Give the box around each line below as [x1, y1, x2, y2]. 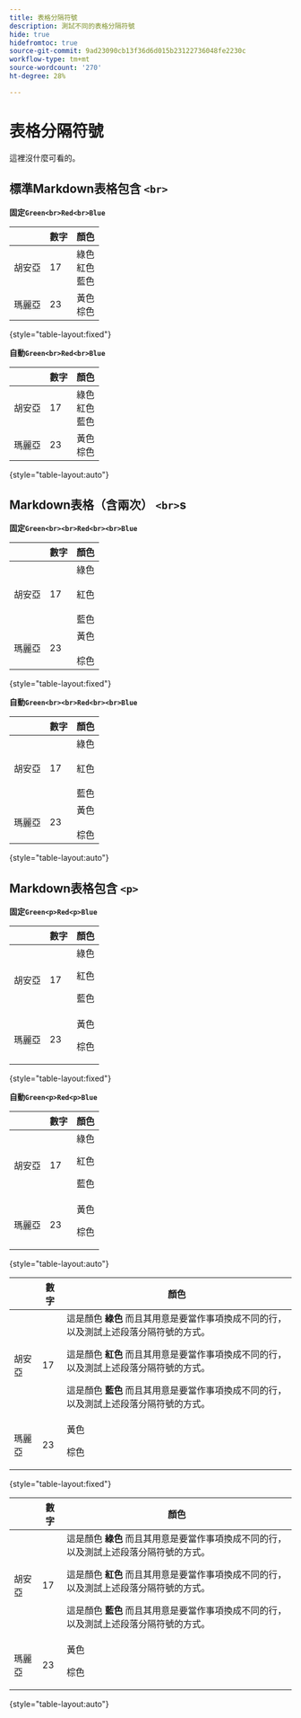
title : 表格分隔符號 [9, 13, 78, 22]
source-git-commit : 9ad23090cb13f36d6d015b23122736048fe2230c [9, 47, 246, 56]
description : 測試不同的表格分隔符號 [9, 22, 135, 31]
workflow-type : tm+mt [9, 55, 90, 64]
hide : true [9, 30, 50, 39]
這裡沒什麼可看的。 [9, 152, 81, 163]
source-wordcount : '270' [9, 64, 102, 73]
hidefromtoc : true [9, 38, 78, 48]
